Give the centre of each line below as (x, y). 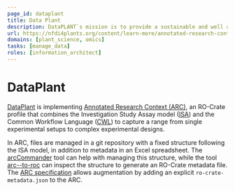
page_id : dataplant (36, 14)
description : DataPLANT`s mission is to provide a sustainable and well (115, 27)
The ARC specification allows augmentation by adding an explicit (101, 172)
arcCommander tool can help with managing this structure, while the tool (112, 157)
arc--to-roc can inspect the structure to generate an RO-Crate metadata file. (117, 164)
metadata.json (28, 180)
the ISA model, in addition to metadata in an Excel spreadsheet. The (105, 150)
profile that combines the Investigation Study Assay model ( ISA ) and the (111, 114)
